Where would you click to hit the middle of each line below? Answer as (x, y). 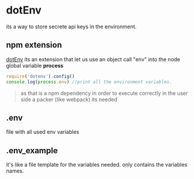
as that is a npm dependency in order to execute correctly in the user (104, 93)
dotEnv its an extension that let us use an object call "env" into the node (93, 59)
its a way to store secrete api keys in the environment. (71, 26)
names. (15, 171)
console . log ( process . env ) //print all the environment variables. (89, 82)
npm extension (34, 45)
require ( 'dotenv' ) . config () (41, 76)
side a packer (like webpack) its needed (69, 99)
